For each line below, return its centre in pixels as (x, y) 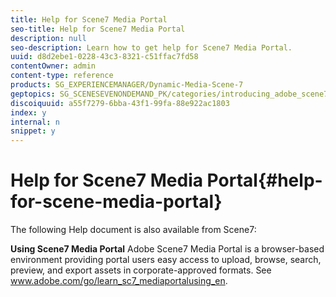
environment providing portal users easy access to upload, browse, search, (166, 260)
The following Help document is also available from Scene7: (133, 230)
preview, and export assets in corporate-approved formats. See (141, 270)
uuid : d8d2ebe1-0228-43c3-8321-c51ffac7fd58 (104, 57)
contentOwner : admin (53, 66)
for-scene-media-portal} (116, 202)
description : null (48, 38)
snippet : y (33, 131)
